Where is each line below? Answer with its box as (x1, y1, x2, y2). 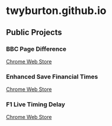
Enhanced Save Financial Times (6, 72, 98, 80)
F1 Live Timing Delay (6, 100, 65, 108)
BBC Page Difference (6, 45, 67, 53)
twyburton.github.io (6, 4, 107, 17)
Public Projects (6, 27, 62, 37)
